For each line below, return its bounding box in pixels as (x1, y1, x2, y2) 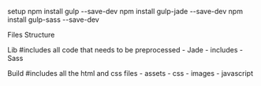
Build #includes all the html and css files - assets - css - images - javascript (7, 69, 254, 77)
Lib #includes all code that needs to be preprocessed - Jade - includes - (7, 45, 244, 54)
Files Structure (7, 30, 55, 39)
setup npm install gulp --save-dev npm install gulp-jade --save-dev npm (7, 7, 244, 16)
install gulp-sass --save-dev (7, 15, 99, 24)
